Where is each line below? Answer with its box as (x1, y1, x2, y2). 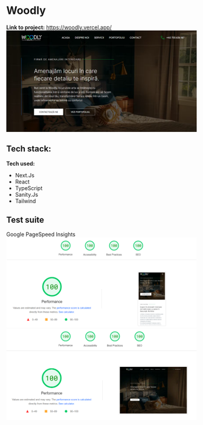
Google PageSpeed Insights (6, 231, 76, 238)
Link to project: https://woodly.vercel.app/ (6, 24, 112, 31)
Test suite (6, 214, 44, 225)
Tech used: (6, 160, 35, 167)
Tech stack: (6, 143, 51, 154)
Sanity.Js (14, 191, 38, 198)
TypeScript (14, 184, 43, 191)
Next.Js (14, 171, 35, 179)
